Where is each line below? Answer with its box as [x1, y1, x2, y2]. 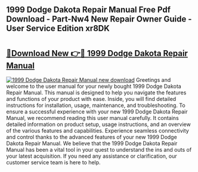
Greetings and [136, 76, 171, 83]
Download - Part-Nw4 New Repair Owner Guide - [6, 14, 192, 24]
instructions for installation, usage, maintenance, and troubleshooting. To [6, 102, 186, 109]
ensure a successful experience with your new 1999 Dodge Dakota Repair [6, 108, 188, 115]
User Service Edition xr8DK [6, 23, 110, 33]
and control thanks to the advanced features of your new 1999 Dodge [6, 134, 177, 140]
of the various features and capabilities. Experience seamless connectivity [6, 127, 189, 134]
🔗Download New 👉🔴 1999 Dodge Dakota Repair [6, 48, 188, 59]
